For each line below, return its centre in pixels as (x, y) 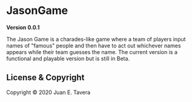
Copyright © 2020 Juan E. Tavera (48, 92)
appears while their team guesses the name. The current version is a (92, 52)
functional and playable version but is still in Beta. (68, 58)
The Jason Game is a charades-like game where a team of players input (96, 39)
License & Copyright (45, 77)
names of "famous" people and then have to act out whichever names (94, 46)
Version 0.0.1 (23, 27)
